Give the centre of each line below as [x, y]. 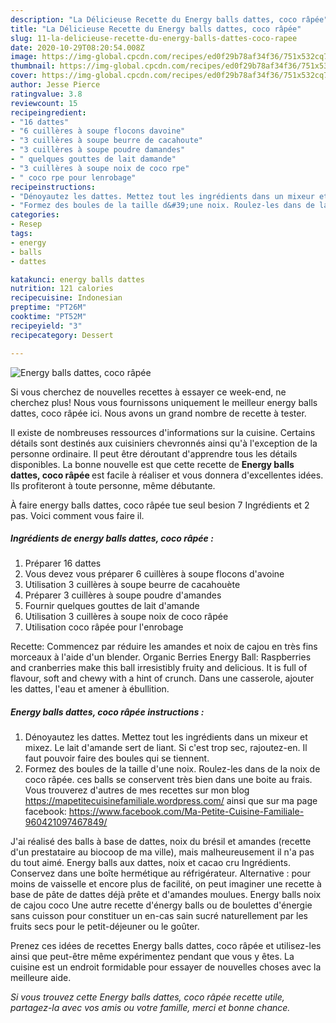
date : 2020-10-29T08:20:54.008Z [77, 47]
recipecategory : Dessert [62, 335]
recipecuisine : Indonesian [66, 298]
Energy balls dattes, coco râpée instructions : [107, 712]
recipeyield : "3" [46, 326]
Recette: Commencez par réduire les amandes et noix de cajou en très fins [164, 647]
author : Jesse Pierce [55, 85]
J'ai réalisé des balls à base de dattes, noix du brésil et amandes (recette [161, 842]
